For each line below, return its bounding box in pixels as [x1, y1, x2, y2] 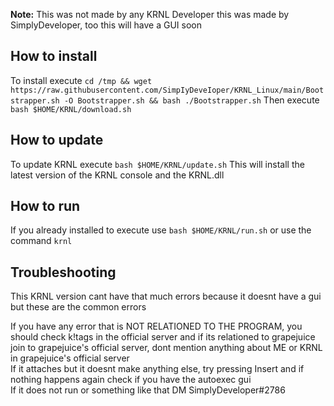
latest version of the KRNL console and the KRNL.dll [10, 169, 225, 181]
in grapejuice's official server [10, 352, 130, 364]
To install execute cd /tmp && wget [10, 74, 153, 86]
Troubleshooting [10, 264, 117, 281]
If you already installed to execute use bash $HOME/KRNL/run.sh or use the [10, 224, 312, 236]
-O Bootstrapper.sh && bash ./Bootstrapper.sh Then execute [63, 94, 320, 106]
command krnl [10, 235, 73, 247]
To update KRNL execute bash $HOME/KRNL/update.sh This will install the [10, 158, 305, 170]
